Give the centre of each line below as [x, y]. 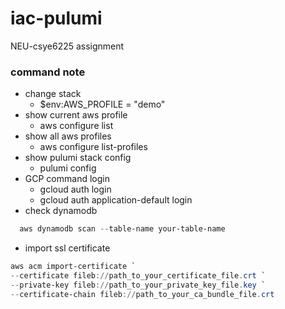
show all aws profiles [68, 136]
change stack [53, 94]
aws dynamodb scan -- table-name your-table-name [122, 229]
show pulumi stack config [78, 158]
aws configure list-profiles [93, 147]
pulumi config [68, 168]
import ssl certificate [67, 248]
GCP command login [67, 179]
